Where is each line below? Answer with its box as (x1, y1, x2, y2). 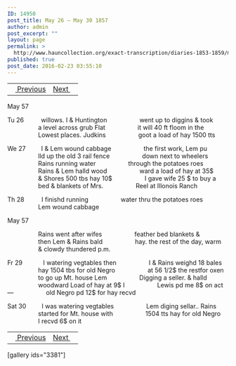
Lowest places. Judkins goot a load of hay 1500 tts (38, 131, 216, 139)
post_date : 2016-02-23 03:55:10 (7, 63, 102, 70)
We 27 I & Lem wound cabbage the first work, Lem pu (7, 144, 208, 152)
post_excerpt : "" (7, 30, 58, 37)
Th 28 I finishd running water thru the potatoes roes (7, 195, 204, 204)
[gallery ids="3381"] (7, 351, 66, 359)
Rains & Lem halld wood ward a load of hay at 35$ (38, 166, 214, 175)
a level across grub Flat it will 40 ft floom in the (38, 123, 204, 131)
